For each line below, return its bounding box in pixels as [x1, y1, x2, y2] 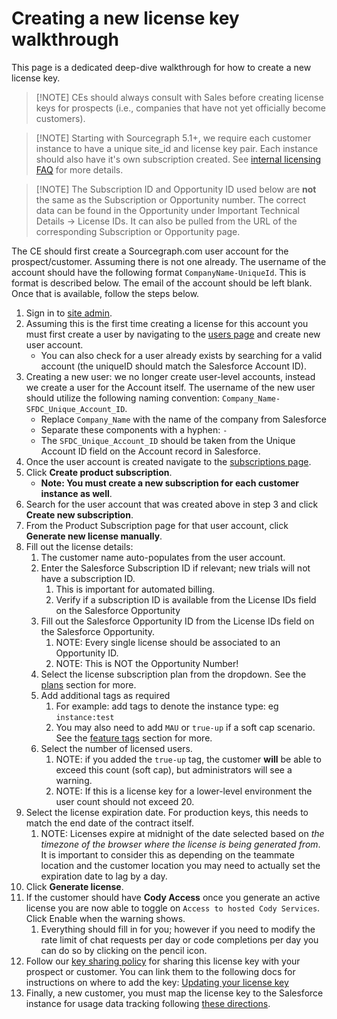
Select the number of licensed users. [40, 742, 193, 754]
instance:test [55, 712, 115, 722]
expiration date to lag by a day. [40, 870, 168, 882]
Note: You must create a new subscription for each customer [40, 477, 299, 489]
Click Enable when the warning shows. [25, 912, 186, 924]
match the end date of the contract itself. [25, 817, 195, 829]
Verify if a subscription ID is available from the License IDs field [55, 593, 317, 606]
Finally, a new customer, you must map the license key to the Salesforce [25, 987, 324, 999]
